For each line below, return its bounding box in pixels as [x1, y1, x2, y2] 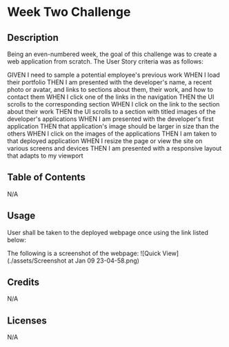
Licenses [7, 315, 47, 326]
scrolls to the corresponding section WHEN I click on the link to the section [7, 100, 220, 108]
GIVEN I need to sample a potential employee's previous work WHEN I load [7, 71, 221, 79]
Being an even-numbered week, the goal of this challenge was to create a [7, 50, 217, 58]
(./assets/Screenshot [7, 256, 67, 265]
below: [7, 236, 26, 244]
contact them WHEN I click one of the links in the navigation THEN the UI [7, 93, 215, 101]
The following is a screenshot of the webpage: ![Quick [7, 249, 161, 257]
